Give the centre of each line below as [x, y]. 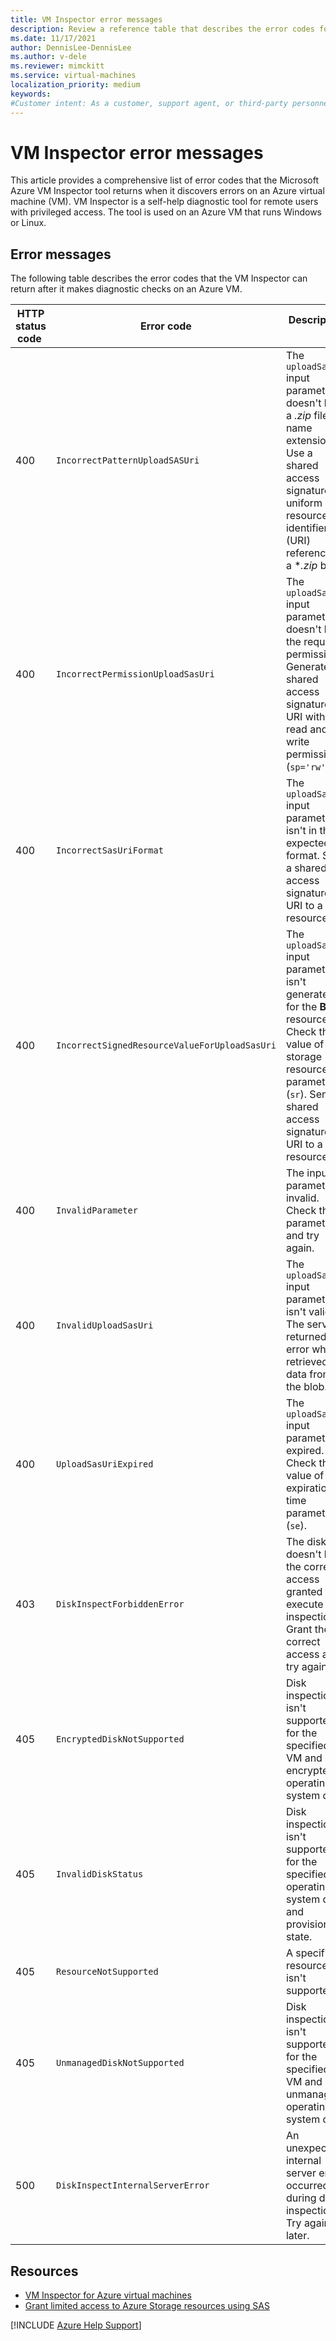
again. [300, 1248]
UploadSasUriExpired [104, 1464]
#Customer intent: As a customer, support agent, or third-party [149, 103]
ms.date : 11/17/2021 [53, 38]
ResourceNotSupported [107, 1972]
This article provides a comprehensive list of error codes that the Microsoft [164, 180]
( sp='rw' [306, 767]
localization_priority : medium [75, 85]
